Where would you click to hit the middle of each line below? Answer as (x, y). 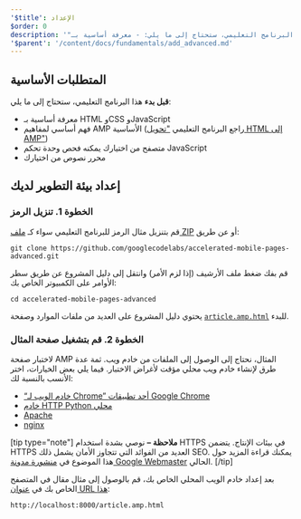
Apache (38, 415)
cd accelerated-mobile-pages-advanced (83, 299)
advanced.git (35, 256)
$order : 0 (29, 26)
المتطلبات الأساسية (58, 79)
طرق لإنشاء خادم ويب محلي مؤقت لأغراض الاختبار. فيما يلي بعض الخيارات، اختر (143, 369)
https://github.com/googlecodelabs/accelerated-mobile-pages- (170, 248)
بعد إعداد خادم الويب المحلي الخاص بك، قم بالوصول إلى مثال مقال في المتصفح (142, 479)
